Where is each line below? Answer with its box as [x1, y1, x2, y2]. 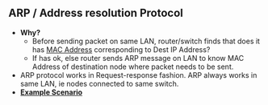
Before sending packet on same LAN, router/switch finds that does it [31, 36, 261, 46]
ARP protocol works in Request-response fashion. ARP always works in [19, 70, 258, 79]
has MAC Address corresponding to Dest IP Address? [31, 44, 211, 55]
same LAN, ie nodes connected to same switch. [19, 79, 179, 88]
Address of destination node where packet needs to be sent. [31, 62, 234, 71]
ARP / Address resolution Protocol [8, 6, 183, 20]
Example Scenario [19, 87, 83, 97]
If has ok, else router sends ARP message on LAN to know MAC [31, 53, 245, 63]
